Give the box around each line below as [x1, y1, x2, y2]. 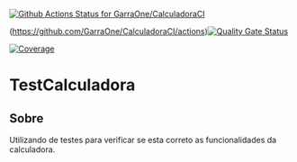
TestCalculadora [9, 75, 136, 95]
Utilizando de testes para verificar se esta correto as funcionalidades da [9, 135, 277, 145]
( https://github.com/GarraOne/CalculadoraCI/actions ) [9, 26, 209, 36]
